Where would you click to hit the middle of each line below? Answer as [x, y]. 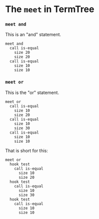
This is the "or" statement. [32, 92]
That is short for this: [27, 150]
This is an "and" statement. [33, 35]
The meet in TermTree [50, 9]
